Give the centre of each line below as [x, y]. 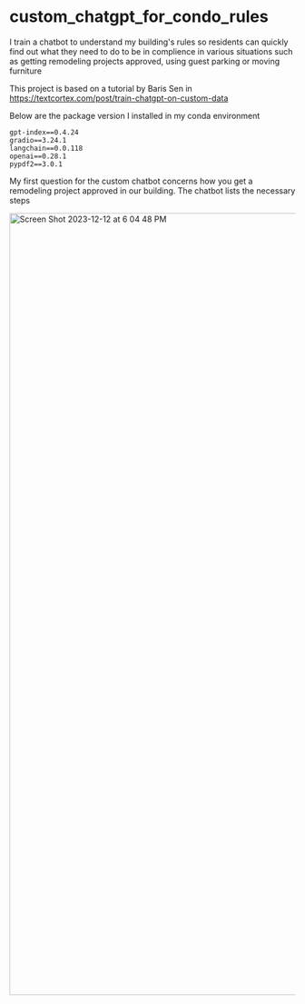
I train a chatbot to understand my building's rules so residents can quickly [149, 42]
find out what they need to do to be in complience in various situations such [151, 51]
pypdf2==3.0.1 [36, 164]
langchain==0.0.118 [46, 148]
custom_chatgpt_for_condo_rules [139, 17]
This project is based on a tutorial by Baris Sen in [101, 88]
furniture [26, 71]
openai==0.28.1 [38, 156]
